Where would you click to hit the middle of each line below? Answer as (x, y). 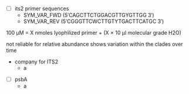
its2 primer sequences (42, 9)
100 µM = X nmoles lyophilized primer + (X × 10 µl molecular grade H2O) (94, 33)
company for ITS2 (36, 62)
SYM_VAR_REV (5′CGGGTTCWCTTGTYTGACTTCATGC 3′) (94, 21)
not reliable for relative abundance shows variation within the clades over (95, 44)
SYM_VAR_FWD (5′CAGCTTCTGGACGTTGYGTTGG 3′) (89, 15)
